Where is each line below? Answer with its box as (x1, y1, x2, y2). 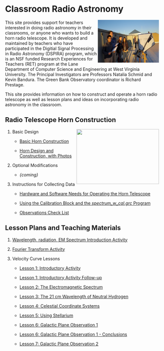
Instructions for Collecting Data (12, 181, 75, 187)
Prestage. (5, 82, 24, 87)
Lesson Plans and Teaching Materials (5, 224, 121, 232)
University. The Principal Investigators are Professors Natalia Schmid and (5, 71, 152, 77)
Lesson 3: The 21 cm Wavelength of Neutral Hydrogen (19, 293, 128, 299)
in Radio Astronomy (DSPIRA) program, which (5, 50, 97, 57)
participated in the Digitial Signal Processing (5, 45, 94, 51)
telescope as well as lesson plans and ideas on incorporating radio (5, 96, 139, 102)
